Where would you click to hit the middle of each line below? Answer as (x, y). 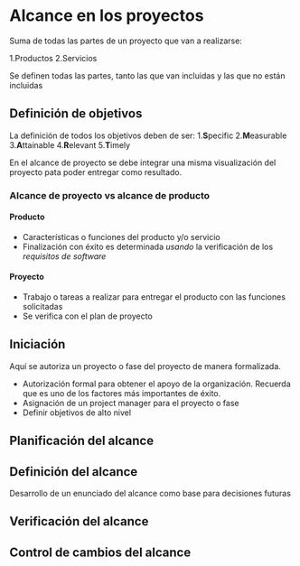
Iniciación (37, 344)
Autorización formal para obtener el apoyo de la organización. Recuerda (156, 384)
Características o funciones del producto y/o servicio (121, 237)
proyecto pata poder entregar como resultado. (96, 172)
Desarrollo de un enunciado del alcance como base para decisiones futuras (150, 494)
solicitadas (42, 307)
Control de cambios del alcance (100, 552)
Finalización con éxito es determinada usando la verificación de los (148, 246)
